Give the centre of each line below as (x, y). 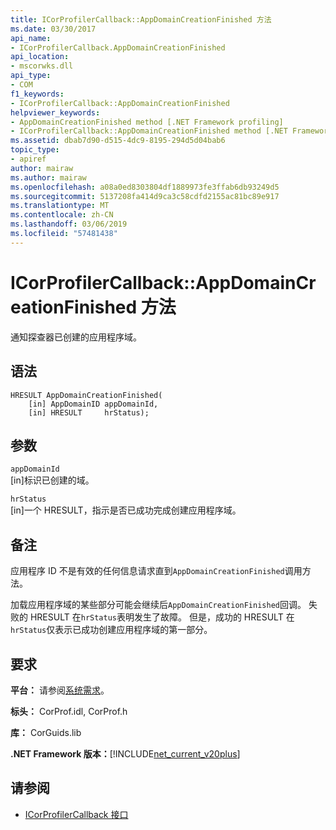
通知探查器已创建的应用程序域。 (76, 337)
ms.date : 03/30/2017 (53, 29)
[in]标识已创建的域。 (52, 480)
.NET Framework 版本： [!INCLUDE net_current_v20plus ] (125, 753)
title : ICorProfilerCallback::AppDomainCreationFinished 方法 (141, 19)
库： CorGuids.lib (46, 732)
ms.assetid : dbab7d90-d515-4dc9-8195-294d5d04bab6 (118, 141)
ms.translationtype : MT (60, 206)
